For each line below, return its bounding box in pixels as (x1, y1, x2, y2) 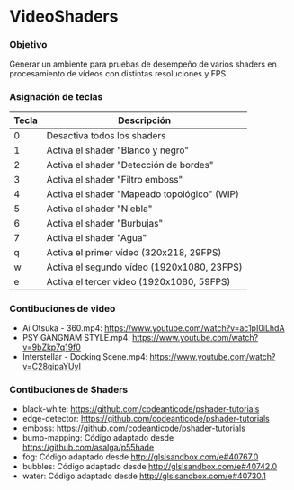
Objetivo (9, 39, 48, 51)
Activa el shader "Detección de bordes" (46, 158, 214, 171)
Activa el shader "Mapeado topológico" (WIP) (46, 187, 240, 200)
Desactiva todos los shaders (46, 129, 166, 141)
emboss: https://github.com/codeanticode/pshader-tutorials (22, 423, 245, 433)
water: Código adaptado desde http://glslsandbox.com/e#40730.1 (22, 470, 267, 482)
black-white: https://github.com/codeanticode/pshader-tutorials (22, 404, 260, 414)
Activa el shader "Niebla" (46, 202, 153, 215)
